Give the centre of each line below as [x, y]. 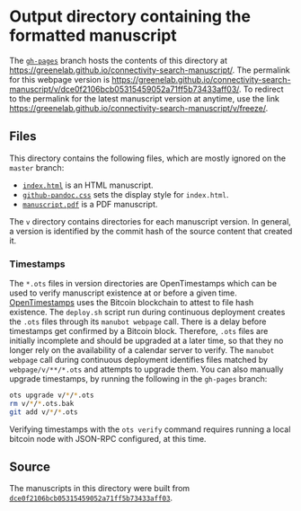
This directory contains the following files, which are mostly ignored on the [147, 158]
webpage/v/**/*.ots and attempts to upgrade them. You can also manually [146, 369]
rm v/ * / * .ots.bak [42, 403]
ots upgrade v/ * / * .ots [52, 396]
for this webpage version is [60, 79]
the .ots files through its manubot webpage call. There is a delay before [138, 322]
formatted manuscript [93, 35]
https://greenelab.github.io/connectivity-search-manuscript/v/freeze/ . [139, 108]
